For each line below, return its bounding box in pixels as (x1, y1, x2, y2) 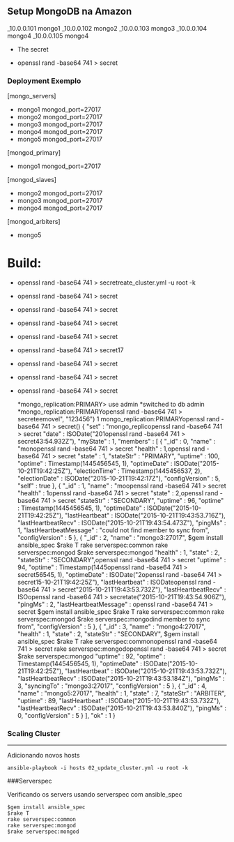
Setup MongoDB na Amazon (7, 6, 132, 17)
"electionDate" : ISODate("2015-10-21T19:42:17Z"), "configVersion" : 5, (17, 474, 221, 483)
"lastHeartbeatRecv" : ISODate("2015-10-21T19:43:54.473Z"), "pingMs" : (17, 519, 226, 527)
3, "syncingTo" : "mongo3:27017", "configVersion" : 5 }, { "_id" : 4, (17, 682, 208, 690)
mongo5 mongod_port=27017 (17, 135, 103, 144)
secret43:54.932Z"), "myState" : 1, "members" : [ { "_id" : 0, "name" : (17, 437, 216, 446)
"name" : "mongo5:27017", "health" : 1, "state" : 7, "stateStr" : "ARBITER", (17, 689, 226, 698)
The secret (17, 45, 49, 53)
